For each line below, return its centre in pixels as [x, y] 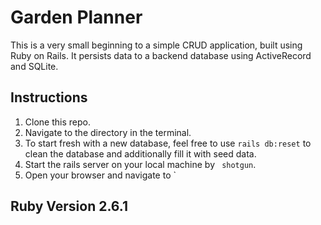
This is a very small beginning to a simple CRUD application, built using [156, 45]
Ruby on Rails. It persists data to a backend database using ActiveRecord [161, 55]
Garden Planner [76, 17]
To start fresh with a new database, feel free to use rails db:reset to [168, 143]
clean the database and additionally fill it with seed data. [140, 153]
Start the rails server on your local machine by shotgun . [140, 164]
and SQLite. [34, 66]
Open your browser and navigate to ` [100, 175]
